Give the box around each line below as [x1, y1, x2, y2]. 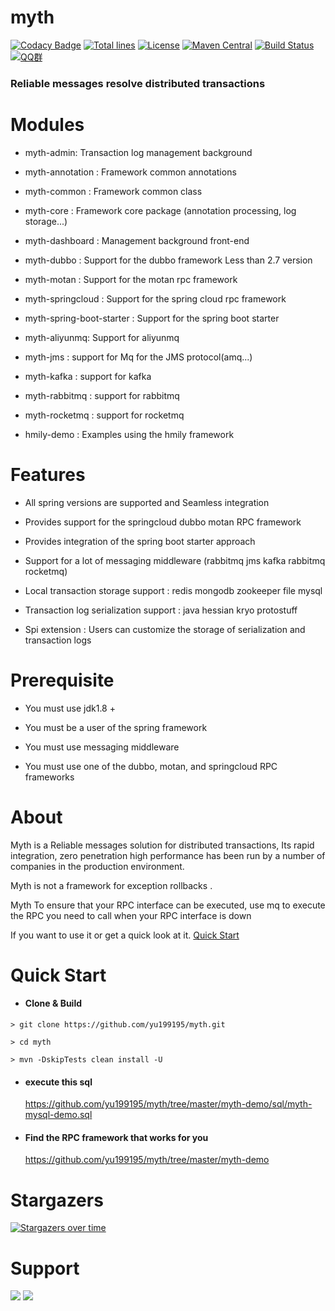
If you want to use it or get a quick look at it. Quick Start [10, 929, 240, 941]
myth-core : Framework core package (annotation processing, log [24, 204, 297, 216]
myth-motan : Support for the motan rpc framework [24, 273, 238, 285]
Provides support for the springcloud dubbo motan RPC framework [24, 516, 302, 528]
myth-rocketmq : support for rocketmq [24, 409, 185, 421]
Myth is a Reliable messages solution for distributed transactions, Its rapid [10, 839, 315, 851]
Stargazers [10, 1189, 104, 1211]
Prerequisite [10, 669, 115, 691]
